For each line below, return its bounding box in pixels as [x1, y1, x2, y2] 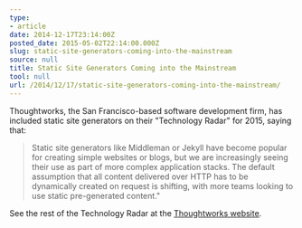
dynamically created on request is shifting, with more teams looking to [31, 180, 294, 191]
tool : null [9, 72, 51, 81]
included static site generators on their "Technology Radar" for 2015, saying [9, 115, 292, 126]
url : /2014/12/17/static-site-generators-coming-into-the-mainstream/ [9, 81, 281, 90]
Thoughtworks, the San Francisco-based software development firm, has [9, 105, 283, 116]
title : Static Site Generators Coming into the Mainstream [9, 64, 237, 73]
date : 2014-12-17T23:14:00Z [9, 30, 116, 39]
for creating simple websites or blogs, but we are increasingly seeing [31, 151, 289, 163]
